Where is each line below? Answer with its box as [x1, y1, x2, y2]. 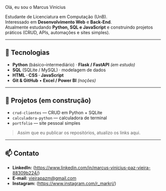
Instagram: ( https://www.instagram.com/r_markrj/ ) [12, 181, 117, 187]
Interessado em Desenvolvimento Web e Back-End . [5, 19, 112, 25]
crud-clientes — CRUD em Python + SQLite [12, 109, 103, 115]
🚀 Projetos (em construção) [5, 96, 91, 105]
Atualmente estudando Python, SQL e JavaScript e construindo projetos [5, 24, 153, 30]
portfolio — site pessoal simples [12, 120, 81, 126]
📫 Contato [5, 149, 40, 158]
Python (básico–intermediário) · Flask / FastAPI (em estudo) [12, 61, 135, 67]
